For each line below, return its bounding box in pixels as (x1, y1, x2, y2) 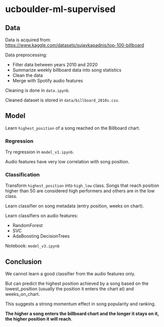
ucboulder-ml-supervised (5, 4, 116, 15)
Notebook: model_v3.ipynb (5, 243, 60, 249)
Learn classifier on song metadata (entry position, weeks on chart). (5, 203, 144, 209)
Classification (5, 171, 40, 178)
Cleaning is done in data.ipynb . (5, 87, 70, 93)
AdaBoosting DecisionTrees (12, 233, 70, 239)
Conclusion (5, 257, 42, 266)
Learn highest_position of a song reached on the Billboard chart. (5, 125, 140, 131)
